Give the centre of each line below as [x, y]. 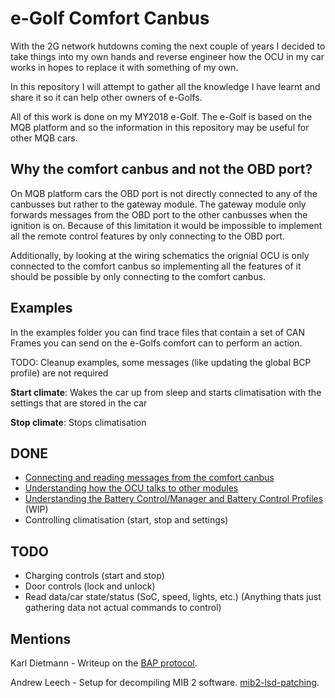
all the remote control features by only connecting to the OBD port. [147, 236]
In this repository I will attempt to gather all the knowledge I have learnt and [165, 86]
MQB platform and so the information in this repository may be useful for [160, 127]
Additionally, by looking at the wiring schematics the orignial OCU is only [160, 255]
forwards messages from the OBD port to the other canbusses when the [159, 214]
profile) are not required [59, 373]
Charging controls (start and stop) [94, 576]
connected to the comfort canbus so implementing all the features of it [156, 266]
